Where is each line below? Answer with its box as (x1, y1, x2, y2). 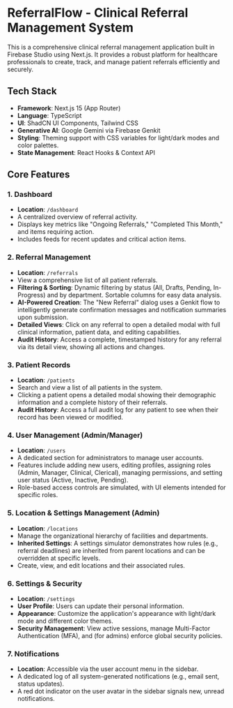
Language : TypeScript (17, 111, 82, 119)
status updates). (17, 679, 65, 688)
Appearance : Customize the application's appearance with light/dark (17, 609, 216, 617)
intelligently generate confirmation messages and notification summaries (17, 305, 227, 314)
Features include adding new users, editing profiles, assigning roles (17, 461, 211, 469)
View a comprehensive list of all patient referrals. (17, 276, 158, 284)
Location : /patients (17, 376, 75, 385)
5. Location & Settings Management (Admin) (7, 508, 160, 518)
